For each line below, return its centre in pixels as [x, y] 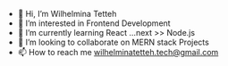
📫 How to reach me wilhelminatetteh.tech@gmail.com [118, 52]
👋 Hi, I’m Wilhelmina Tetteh [67, 14]
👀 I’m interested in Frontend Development [94, 23]
